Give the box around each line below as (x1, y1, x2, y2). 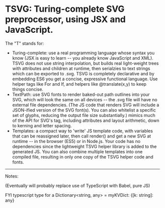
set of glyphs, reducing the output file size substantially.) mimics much (12, 112, 156, 118)
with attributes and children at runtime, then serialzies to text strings (12, 65, 151, 71)
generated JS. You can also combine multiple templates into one (12, 148, 143, 155)
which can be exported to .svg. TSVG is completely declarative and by (12, 70, 155, 76)
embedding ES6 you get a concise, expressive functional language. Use (12, 76, 158, 82)
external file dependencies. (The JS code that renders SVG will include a (12, 102, 160, 108)
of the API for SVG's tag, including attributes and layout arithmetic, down (12, 117, 160, 123)
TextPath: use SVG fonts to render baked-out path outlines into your (12, 92, 150, 97)
